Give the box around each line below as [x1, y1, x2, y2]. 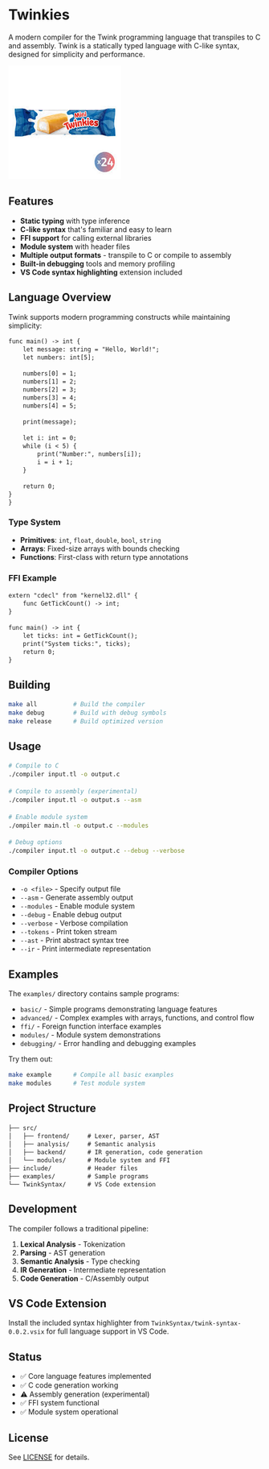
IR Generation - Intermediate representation [19, 1264, 166, 1274]
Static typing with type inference [19, 216, 131, 226]
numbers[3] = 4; [22, 393, 78, 402]
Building [8, 678, 51, 692]
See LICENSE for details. [8, 1452, 90, 1462]
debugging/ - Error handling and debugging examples [19, 1039, 197, 1049]
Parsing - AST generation [19, 1248, 106, 1257]
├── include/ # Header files [8, 1164, 138, 1173]
